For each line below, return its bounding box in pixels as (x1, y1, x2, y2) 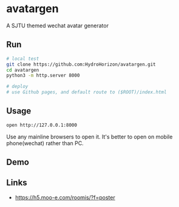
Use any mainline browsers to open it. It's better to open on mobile (6, 133, 173, 140)
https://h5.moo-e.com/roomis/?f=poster (15, 194, 115, 201)
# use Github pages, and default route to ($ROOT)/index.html (6, 89, 167, 95)
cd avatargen (6, 67, 39, 73)
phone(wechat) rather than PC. (6, 139, 84, 147)
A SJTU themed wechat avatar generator (6, 22, 109, 29)
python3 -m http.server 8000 (6, 72, 80, 79)
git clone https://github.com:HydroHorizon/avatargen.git (6, 61, 156, 67)
